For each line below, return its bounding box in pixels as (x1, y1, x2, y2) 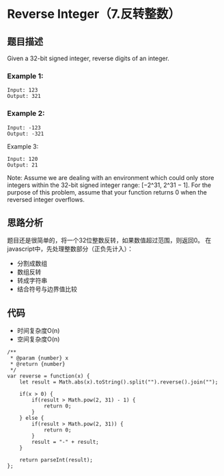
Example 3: (7, 142, 39, 151)
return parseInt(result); (19, 457, 94, 464)
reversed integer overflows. (7, 195, 85, 203)
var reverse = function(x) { (7, 373, 90, 380)
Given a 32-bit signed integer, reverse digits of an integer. (7, 54, 169, 62)
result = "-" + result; (31, 439, 99, 446)
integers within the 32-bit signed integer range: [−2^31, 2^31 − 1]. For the (7, 181, 212, 189)
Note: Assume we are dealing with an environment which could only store (7, 173, 214, 181)
